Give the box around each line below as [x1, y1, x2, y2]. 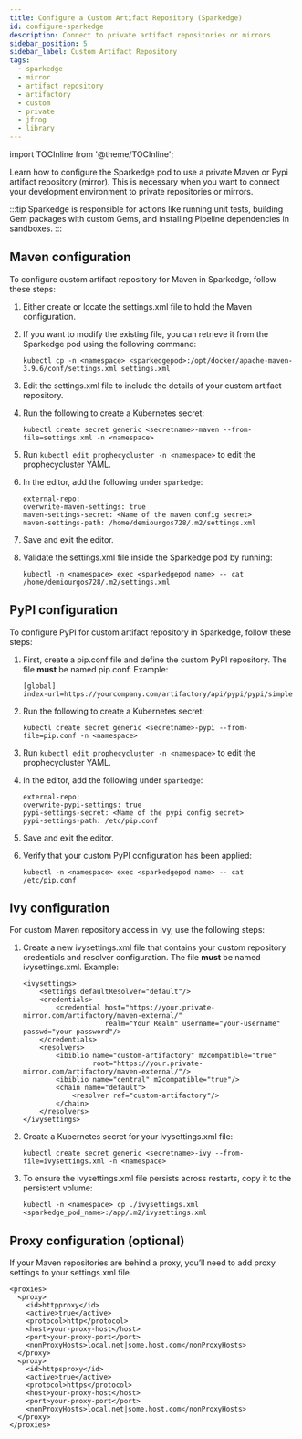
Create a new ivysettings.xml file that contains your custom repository [22, 942, 286, 953]
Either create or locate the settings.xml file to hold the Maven [22, 301, 253, 312]
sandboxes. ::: [9, 223, 62, 234]
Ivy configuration [9, 901, 109, 916]
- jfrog [17, 115, 47, 124]
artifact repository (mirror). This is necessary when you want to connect [9, 176, 280, 187]
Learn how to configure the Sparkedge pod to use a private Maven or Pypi [9, 166, 289, 177]
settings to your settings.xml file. [9, 1267, 132, 1278]
